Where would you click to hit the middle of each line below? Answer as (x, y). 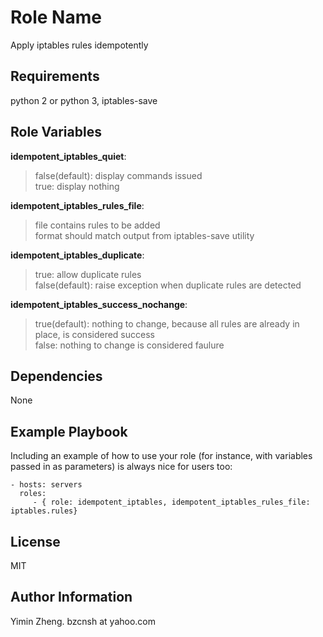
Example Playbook (69, 431)
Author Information (71, 597)
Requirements (55, 76)
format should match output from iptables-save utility (144, 235)
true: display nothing (77, 186)
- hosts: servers (46, 485)
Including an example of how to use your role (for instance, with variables (161, 456)
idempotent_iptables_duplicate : (77, 255)
